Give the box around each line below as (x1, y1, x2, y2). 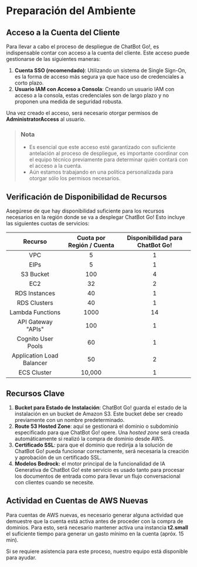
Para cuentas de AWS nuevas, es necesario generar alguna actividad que (6, 511, 184, 518)
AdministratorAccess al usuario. (6, 116, 86, 123)
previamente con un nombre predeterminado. (14, 416, 125, 423)
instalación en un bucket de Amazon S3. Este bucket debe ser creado (14, 410, 183, 417)
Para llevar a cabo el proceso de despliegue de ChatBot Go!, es (6, 43, 159, 50)
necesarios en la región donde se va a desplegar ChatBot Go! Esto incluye (6, 214, 185, 221)
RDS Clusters (16, 299, 54, 307)
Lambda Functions (9, 308, 61, 316)
